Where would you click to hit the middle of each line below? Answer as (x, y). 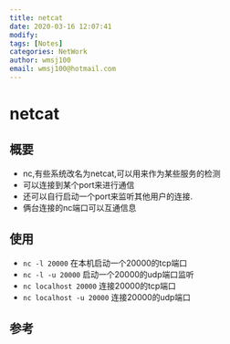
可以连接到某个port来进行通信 (78, 184)
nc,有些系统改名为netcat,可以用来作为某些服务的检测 (121, 173)
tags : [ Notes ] (37, 43)
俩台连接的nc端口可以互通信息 (79, 207)
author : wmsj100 (40, 60)
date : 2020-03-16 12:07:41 (61, 26)
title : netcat (37, 18)
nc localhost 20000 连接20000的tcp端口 (99, 286)
